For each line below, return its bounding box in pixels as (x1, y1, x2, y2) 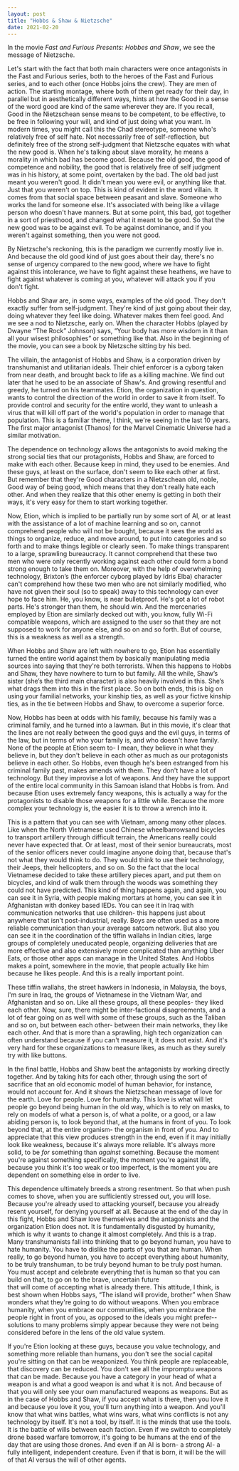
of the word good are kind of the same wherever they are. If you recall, (7, 103, 215, 111)
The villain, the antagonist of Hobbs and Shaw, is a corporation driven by (7, 355, 221, 364)
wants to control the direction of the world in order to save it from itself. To (7, 393, 225, 402)
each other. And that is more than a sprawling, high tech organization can (7, 1028, 223, 1037)
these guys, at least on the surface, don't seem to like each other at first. (7, 468, 221, 476)
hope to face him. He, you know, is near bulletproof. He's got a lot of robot (7, 595, 225, 604)
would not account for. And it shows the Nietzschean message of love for (7, 1087, 223, 1096)
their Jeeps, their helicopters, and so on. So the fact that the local (7, 863, 199, 872)
